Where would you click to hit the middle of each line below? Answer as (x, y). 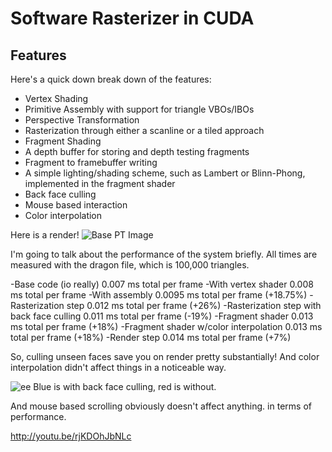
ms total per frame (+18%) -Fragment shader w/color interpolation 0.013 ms (166, 326)
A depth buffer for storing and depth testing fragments (137, 151)
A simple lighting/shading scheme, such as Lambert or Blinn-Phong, (165, 173)
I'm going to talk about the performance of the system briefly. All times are (164, 254)
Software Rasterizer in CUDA (132, 18)
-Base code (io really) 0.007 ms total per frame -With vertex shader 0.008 (162, 284)
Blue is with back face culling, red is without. (125, 386)
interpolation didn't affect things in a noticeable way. (118, 367)
